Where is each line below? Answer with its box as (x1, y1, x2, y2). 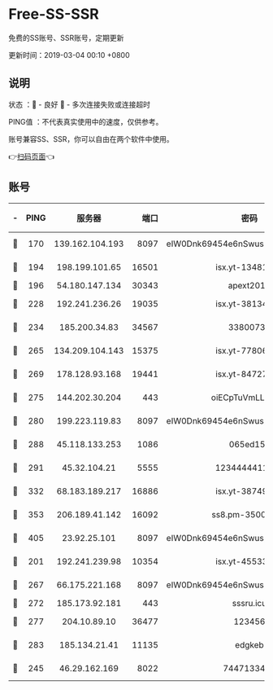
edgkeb (235, 639, 264, 650)
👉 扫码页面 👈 (8, 152, 55, 161)
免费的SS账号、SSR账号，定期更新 (8, 33, 124, 42)
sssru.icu (232, 597, 267, 609)
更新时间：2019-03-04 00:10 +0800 (8, 50, 130, 59)
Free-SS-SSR (8, 5, 99, 24)
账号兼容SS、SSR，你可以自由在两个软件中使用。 (8, 134, 174, 143)
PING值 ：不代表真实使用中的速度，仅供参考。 (8, 116, 163, 126)
